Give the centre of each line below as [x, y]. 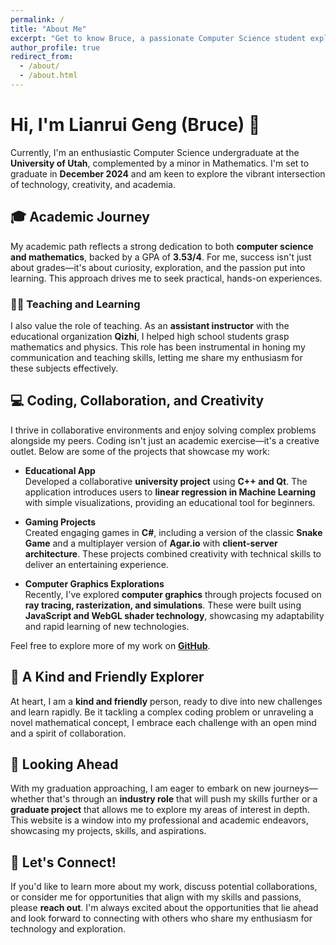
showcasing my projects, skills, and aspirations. [108, 831]
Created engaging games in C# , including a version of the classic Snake [173, 532]
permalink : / [37, 19]
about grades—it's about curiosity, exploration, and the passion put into [158, 267]
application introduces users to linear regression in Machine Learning [170, 492]
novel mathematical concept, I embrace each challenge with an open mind [163, 722]
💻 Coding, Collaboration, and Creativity [137, 401]
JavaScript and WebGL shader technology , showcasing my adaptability [174, 615]
